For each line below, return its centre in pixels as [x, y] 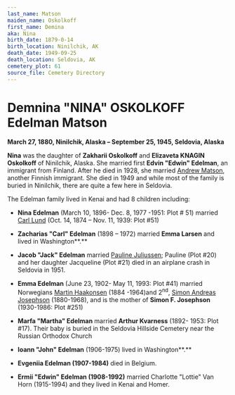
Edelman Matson [57, 122]
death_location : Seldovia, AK [52, 60]
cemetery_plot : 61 [34, 66]
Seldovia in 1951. [41, 270]
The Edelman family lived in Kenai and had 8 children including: [99, 199]
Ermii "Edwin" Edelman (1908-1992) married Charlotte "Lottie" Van [115, 377]
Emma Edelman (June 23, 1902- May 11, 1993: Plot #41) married [110, 284]
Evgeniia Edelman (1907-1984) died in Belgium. [87, 363]
